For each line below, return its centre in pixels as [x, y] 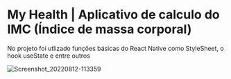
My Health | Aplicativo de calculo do [113, 15]
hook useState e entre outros [49, 56]
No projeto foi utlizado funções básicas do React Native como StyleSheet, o [115, 48]
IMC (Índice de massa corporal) [100, 29]
